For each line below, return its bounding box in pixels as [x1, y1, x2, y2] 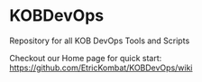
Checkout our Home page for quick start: [9, 52, 162, 63]
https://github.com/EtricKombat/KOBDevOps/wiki [9, 62, 193, 73]
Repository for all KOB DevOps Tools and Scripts [9, 35, 190, 46]
